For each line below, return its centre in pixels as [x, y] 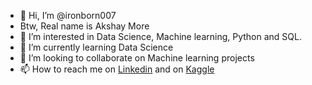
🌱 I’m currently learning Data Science [96, 47]
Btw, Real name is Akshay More [84, 26]
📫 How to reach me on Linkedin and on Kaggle [117, 69]
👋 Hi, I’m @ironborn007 [68, 15]
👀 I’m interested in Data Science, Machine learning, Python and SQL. [160, 36]
